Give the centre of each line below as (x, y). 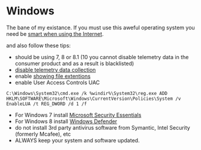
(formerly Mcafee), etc (43, 134)
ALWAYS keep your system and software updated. (77, 140)
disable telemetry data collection (55, 69)
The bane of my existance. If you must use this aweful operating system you (100, 27)
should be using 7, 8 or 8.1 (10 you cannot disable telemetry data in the (102, 57)
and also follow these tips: (38, 45)
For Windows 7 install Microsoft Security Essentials (78, 115)
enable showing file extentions (53, 76)
